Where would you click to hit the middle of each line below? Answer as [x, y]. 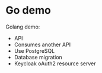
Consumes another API [42, 45]
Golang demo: [23, 27]
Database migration [38, 57]
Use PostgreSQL [34, 50]
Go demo [28, 10]
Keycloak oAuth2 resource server [55, 64]
